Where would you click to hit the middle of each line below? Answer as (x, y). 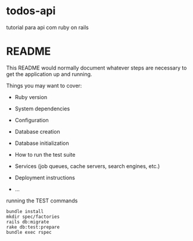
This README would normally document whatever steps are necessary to (96, 68)
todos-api (31, 11)
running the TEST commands (42, 201)
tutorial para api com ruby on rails (48, 27)
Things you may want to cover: (44, 85)
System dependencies (42, 109)
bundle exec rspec (29, 232)
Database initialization (42, 143)
